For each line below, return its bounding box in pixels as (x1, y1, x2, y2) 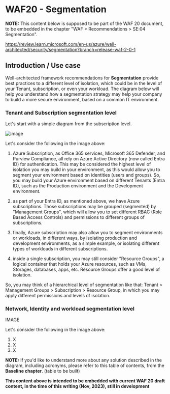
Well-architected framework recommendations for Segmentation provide (5, 75, 159, 81)
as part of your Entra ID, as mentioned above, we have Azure (12, 198, 140, 204)
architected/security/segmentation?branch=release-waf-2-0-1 (5, 46, 136, 52)
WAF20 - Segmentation (5, 4, 107, 15)
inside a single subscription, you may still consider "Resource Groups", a (12, 256, 164, 262)
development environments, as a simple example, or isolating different (12, 240, 160, 246)
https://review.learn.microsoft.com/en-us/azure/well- (5, 41, 117, 47)
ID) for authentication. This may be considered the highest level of (12, 161, 151, 167)
